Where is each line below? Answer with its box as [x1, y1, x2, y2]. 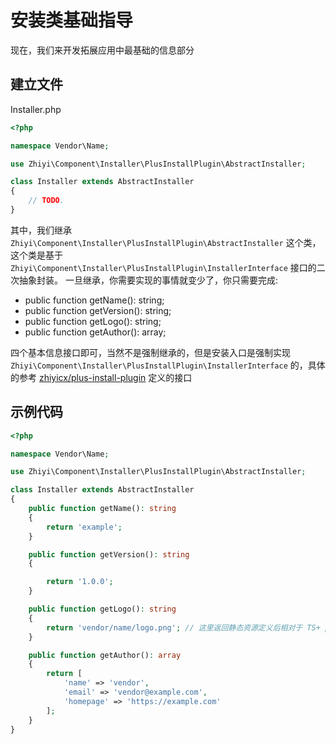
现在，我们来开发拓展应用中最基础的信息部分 [10, 44, 195, 56]
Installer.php [10, 103, 62, 115]
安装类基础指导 [10, 9, 134, 32]
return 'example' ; [46, 522, 123, 532]
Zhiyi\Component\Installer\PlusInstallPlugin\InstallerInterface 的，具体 [10, 359, 326, 371]
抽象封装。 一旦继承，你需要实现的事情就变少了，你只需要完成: [18, 274, 278, 286]
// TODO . [28, 196, 65, 206]
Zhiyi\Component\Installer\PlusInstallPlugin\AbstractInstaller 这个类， [10, 236, 322, 248]
